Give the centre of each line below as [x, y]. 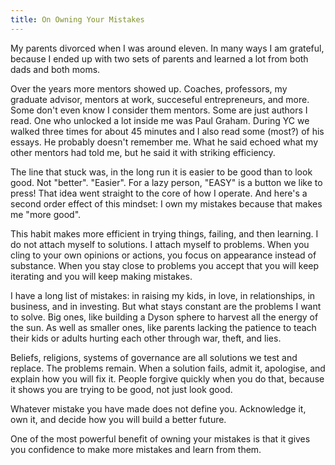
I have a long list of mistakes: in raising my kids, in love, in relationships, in [163, 295]
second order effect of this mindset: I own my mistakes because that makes [166, 203]
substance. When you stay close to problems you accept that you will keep [165, 265]
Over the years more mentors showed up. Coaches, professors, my [149, 88]
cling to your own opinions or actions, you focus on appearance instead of [163, 255]
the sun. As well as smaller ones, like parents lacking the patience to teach [163, 327]
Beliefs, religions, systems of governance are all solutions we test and [154, 357]
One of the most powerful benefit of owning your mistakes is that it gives [160, 438]
